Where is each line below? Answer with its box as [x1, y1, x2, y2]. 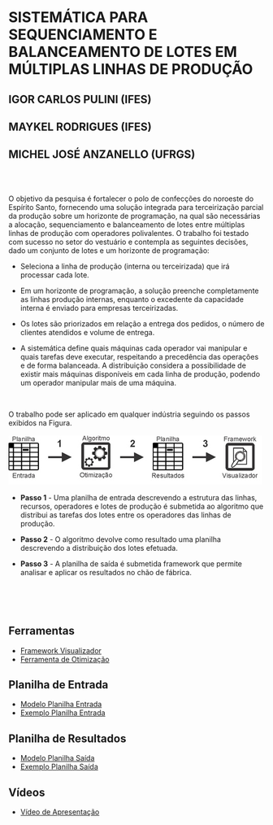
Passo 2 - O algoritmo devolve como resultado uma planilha [19, 534, 222, 544]
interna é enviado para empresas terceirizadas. [19, 303, 179, 312]
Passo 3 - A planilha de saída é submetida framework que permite [19, 558, 242, 569]
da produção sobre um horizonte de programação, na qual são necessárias [8, 211, 261, 220]
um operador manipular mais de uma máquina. [19, 378, 177, 387]
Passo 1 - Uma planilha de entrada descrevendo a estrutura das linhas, [19, 492, 258, 502]
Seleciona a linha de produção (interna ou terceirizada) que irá [19, 261, 230, 271]
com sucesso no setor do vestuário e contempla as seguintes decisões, [8, 237, 249, 247]
